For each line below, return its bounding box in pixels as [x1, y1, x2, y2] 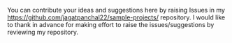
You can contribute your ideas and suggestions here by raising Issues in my [7, 6, 226, 14]
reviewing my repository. [7, 28, 79, 36]
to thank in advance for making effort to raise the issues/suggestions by [7, 21, 215, 28]
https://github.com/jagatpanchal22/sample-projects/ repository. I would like [7, 13, 226, 21]
